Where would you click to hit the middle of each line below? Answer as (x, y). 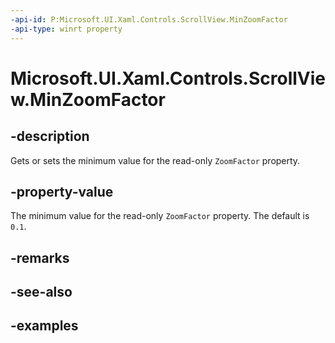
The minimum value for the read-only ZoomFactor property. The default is (160, 216)
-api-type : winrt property (66, 29)
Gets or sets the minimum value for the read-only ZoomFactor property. (155, 160)
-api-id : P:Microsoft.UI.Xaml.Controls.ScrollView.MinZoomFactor (149, 19)
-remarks (40, 257)
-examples (44, 326)
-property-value (62, 191)
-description (50, 136)
